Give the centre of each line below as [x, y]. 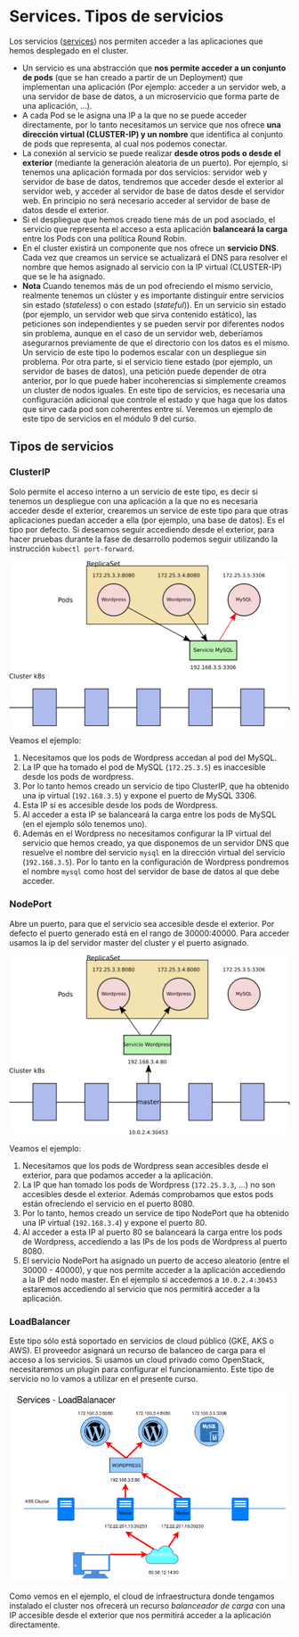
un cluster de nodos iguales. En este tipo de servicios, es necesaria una [154, 390]
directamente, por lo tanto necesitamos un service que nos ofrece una [152, 124]
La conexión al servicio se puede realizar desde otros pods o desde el [152, 153]
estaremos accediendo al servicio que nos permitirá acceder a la [141, 1289]
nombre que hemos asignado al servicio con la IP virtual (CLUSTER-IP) [152, 267]
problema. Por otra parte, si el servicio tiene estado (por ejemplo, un [147, 361]
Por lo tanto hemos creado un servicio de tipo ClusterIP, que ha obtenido [155, 786]
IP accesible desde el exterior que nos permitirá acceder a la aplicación [140, 1615]
